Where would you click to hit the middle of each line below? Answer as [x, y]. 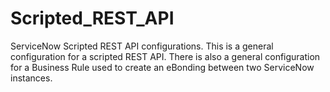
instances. [31, 78]
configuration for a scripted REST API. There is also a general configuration [165, 56]
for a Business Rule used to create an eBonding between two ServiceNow [162, 67]
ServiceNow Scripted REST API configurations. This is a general [142, 46]
